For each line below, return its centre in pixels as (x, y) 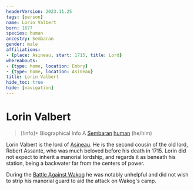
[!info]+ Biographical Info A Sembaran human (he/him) (86, 133)
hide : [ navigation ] (30, 88)
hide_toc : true (25, 83)
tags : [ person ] (25, 17)
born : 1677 (19, 28)
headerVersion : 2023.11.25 (39, 11)
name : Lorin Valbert (31, 22)
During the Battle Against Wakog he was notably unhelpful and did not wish (98, 174)
